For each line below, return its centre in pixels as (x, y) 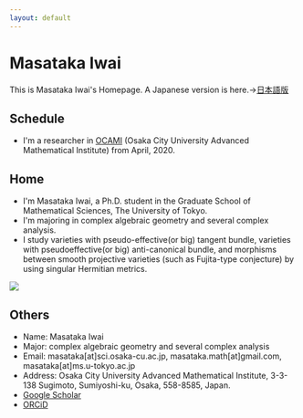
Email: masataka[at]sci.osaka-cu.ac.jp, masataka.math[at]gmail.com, (152, 356)
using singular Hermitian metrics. (85, 269)
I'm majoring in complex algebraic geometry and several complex (146, 221)
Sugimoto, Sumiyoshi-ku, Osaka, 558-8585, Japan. (134, 385)
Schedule (37, 118)
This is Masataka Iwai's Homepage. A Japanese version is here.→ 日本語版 (149, 89)
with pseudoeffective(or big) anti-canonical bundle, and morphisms (149, 250)
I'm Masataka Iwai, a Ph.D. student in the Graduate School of (136, 201)
